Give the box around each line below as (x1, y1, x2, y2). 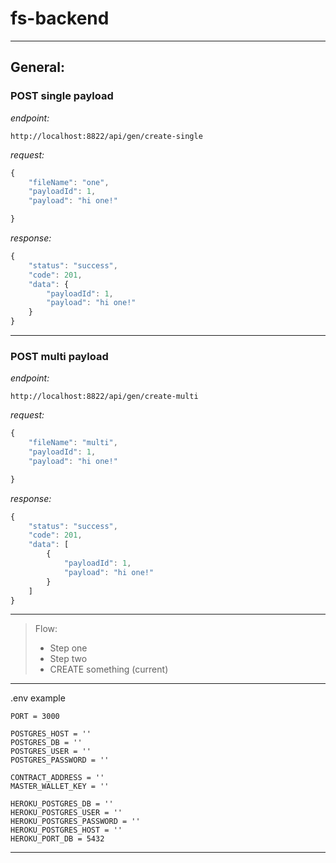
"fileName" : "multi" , (28, 438, 118, 448)
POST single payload (10, 89, 114, 103)
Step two (49, 653, 88, 665)
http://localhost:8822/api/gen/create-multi (10, 392, 199, 402)
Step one (49, 642, 88, 654)
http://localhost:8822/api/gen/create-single (10, 131, 203, 141)
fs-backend (10, 7, 110, 30)
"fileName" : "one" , (28, 177, 110, 187)
